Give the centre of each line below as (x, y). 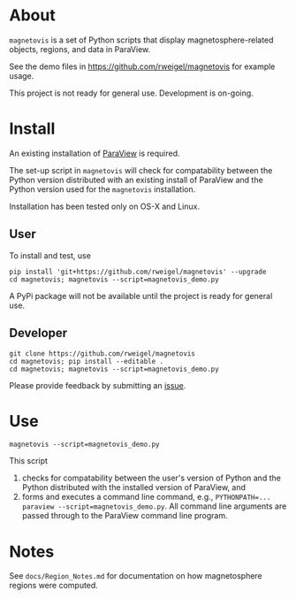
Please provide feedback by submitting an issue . (98, 385)
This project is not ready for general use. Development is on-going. (131, 93)
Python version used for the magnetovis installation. (102, 189)
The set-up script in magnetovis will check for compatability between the (141, 170)
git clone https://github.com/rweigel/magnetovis (102, 353)
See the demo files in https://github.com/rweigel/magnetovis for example (142, 66)
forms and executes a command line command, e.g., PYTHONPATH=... (146, 497)
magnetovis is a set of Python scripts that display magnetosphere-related (141, 40)
